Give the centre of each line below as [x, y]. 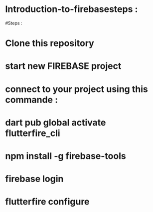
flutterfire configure [47, 202]
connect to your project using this [76, 89]
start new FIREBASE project [63, 66]
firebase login [34, 179]
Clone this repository [50, 43]
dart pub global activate [56, 122]
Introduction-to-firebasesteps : [72, 9]
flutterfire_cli [33, 133]
